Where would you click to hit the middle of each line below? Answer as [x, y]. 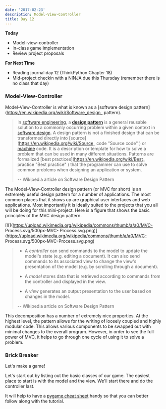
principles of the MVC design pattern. [43, 215]
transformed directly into [43, 138]
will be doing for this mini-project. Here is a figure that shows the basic [78, 210]
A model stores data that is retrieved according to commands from [92, 276]
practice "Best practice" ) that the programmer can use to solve [82, 164]
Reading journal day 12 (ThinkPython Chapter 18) [62, 73]
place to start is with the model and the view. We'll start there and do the [79, 381]
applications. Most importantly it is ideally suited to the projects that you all [82, 205]
